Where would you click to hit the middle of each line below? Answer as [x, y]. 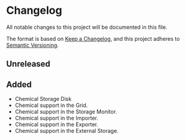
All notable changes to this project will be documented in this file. [87, 27]
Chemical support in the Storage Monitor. [66, 112]
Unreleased [28, 64]
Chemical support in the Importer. [56, 118]
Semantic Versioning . [32, 45]
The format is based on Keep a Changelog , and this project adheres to [93, 38]
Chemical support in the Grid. [51, 105]
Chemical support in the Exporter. [56, 124]
